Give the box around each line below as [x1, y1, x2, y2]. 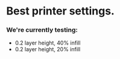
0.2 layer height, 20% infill [14, 46, 81, 53]
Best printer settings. [6, 4, 115, 18]
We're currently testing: [6, 26, 78, 34]
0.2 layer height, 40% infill [14, 39, 81, 46]
